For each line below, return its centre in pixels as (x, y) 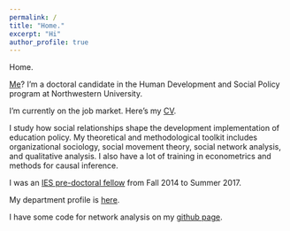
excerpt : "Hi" (35, 34)
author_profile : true (49, 42)
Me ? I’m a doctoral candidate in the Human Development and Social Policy (145, 84)
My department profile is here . (65, 200)
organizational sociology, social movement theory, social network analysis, (145, 147)
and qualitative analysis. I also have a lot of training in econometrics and (140, 157)
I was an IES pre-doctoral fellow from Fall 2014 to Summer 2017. (125, 183)
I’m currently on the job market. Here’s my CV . (93, 111)
